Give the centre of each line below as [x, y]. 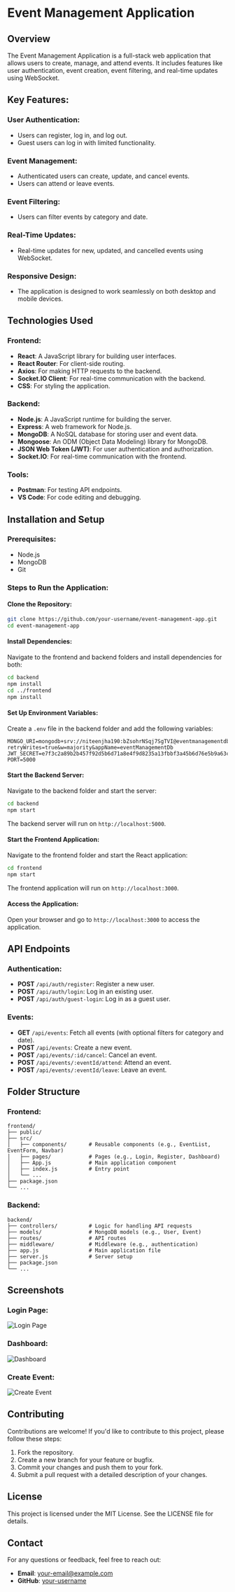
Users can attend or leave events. [66, 183]
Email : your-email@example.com [65, 1573]
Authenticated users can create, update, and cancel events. [104, 176]
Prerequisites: [32, 539]
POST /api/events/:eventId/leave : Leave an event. [92, 1070]
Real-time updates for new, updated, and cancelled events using [110, 250]
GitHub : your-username [52, 1581]
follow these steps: [34, 1438]
